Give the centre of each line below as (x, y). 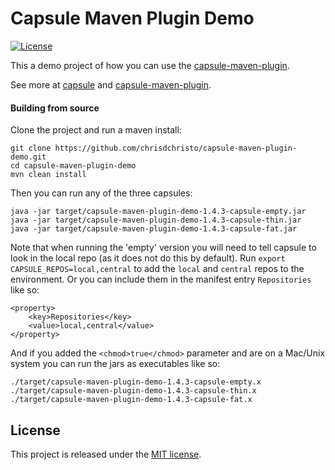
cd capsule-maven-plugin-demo (73, 166)
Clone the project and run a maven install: (96, 130)
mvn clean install (48, 175)
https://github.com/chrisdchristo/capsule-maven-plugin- (176, 148)
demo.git (28, 157)
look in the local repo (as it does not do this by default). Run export (148, 258)
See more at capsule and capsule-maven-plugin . (111, 84)
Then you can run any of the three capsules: (101, 193)
